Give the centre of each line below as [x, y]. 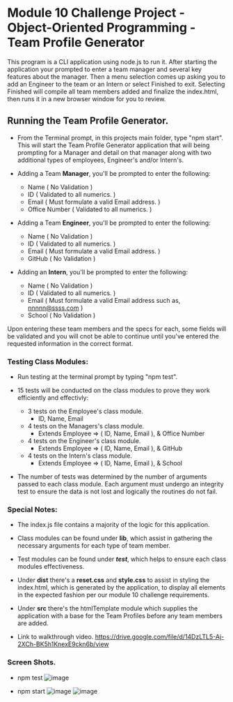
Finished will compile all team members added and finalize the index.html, [113, 91]
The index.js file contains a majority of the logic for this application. [113, 525]
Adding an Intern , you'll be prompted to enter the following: [102, 272]
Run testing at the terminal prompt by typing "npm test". [97, 377]
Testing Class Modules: [48, 361]
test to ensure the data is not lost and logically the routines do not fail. [117, 492]
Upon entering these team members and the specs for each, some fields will [117, 329]
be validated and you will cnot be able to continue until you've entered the [113, 336]
